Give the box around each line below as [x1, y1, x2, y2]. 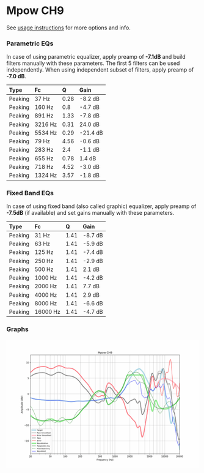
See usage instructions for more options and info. [6, 24, 131, 31]
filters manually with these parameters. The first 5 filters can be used [6, 59, 180, 67]
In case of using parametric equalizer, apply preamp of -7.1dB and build [6, 53, 186, 61]
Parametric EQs [6, 39, 54, 48]
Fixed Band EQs [6, 188, 54, 197]
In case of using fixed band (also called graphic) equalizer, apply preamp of [6, 203, 197, 210]
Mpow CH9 [6, 4, 64, 18]
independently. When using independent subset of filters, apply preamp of [6, 66, 194, 73]
